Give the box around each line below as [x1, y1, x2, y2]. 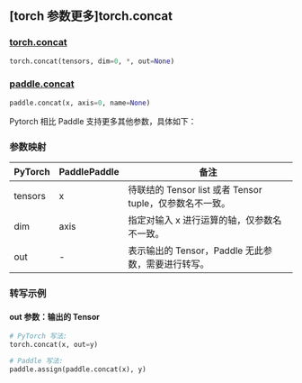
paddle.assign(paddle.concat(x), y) [9, 364, 147, 374]
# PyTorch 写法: [9, 332, 67, 341]
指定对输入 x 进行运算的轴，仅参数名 [128, 214, 282, 227]
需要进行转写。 [146, 258, 209, 270]
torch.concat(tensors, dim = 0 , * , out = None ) [9, 57, 175, 66]
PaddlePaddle [58, 166, 120, 178]
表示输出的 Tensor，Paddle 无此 [128, 244, 263, 257]
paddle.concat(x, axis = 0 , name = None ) [9, 98, 151, 107]
